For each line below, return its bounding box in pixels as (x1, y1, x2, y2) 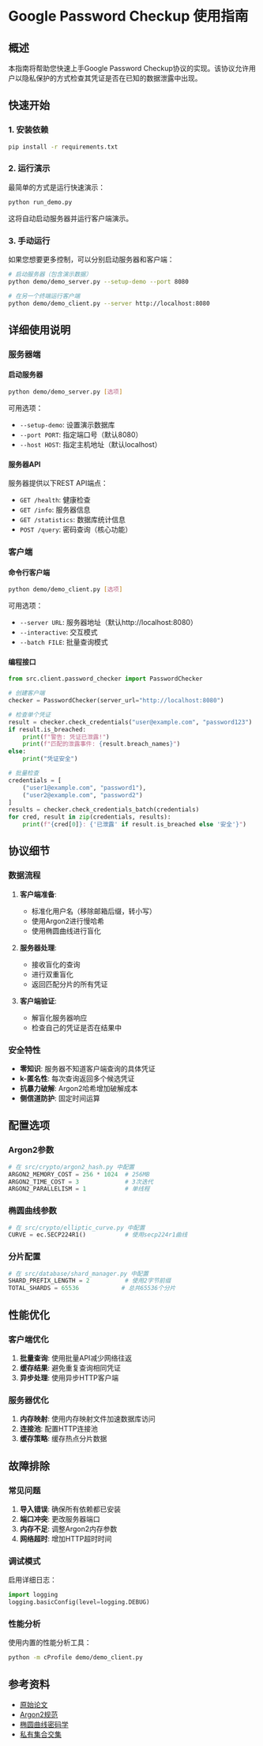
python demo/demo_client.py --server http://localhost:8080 (8, 299, 211, 307)
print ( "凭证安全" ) (22, 755, 78, 763)
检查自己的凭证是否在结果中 (31, 1022, 122, 1032)
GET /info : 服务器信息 (19, 505, 91, 514)
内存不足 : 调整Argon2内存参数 (19, 1524, 118, 1533)
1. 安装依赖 (8, 124, 49, 135)
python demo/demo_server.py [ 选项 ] (8, 388, 123, 396)
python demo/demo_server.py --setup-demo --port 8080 (8, 277, 190, 285)
